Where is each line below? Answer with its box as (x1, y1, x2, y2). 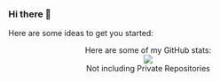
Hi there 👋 (8, 8, 52, 20)
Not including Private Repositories (86, 63, 210, 74)
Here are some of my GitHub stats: (84, 45, 212, 56)
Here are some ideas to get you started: (8, 28, 154, 39)
